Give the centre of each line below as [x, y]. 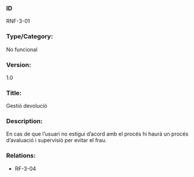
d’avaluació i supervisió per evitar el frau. [56, 140]
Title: [14, 93]
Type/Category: [30, 37]
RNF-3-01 [18, 21]
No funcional [22, 49]
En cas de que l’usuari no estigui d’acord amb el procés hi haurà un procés [97, 134]
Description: [24, 121]
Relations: [21, 156]
